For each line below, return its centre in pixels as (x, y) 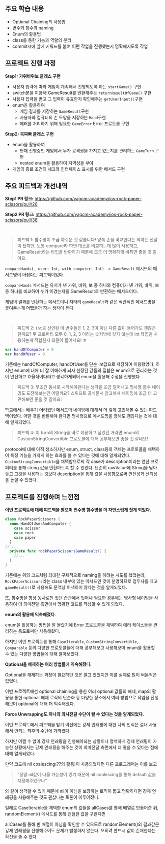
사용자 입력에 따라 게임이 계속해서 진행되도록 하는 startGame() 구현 (77, 86)
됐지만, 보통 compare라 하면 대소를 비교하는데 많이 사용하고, (81, 246)
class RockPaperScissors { (33, 519)
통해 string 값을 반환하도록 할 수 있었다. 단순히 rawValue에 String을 (83, 468)
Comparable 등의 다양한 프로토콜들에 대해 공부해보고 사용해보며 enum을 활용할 (80, 648)
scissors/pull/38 (21, 220)
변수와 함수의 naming (33, 28)
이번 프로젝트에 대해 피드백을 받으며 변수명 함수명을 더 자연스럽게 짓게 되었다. (78, 510)
